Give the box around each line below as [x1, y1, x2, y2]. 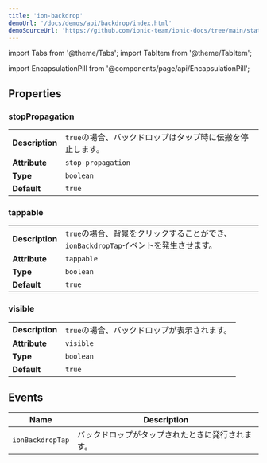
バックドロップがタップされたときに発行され [76, 430, 245, 441]
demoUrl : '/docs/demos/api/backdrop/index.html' [8, 19, 172, 27]
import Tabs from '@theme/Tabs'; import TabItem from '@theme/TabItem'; [8, 49, 253, 58]
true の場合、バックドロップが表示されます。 [64, 324, 232, 335]
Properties [8, 87, 62, 100]
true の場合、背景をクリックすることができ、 [64, 228, 233, 239]
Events [8, 391, 44, 405]
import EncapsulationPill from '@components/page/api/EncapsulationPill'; [8, 64, 250, 73]
